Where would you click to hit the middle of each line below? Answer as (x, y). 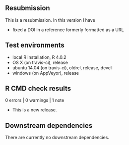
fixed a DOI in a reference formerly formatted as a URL (68, 30)
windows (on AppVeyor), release (46, 73)
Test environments (35, 45)
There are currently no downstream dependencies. (57, 138)
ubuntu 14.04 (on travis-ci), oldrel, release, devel (62, 68)
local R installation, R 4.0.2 (39, 57)
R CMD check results (38, 89)
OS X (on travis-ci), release (40, 62)
